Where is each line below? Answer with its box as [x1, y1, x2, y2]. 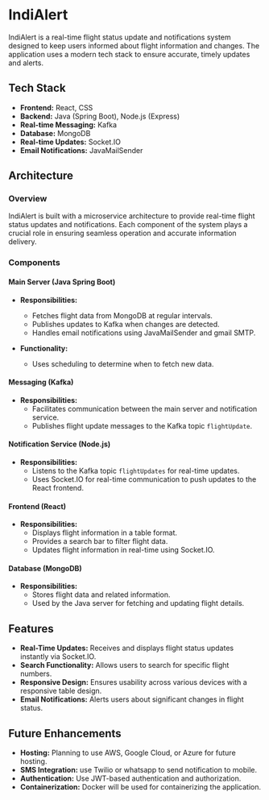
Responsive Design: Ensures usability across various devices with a [19, 678, 247, 687]
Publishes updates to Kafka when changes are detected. [31, 319, 220, 329]
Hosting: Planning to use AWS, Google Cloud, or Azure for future [19, 748, 236, 757]
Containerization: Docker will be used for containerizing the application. [19, 782, 262, 791]
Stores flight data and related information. [31, 590, 171, 599]
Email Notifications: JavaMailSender [19, 145, 143, 155]
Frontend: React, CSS [19, 102, 93, 112]
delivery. [8, 237, 38, 247]
